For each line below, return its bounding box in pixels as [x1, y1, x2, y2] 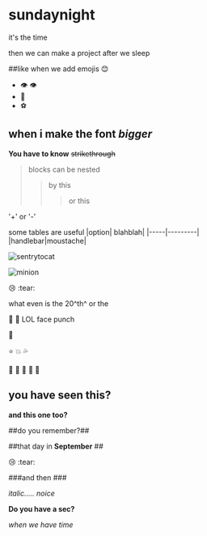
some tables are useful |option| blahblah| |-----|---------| [8, 227, 200, 236]
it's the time [8, 32, 48, 42]
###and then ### [8, 472, 67, 483]
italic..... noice [8, 488, 55, 498]
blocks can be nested [27, 164, 101, 174]
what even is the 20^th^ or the [8, 298, 109, 308]
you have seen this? [8, 389, 112, 402]
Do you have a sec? [8, 504, 75, 513]
